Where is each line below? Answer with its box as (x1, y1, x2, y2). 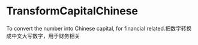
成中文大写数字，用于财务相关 (6, 32, 80, 40)
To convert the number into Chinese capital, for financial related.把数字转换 (6, 25, 192, 32)
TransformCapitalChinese (6, 4, 139, 18)
